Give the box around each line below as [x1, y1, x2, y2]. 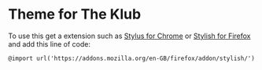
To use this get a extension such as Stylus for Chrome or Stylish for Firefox [8, 31, 251, 40]
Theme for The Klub [8, 5, 142, 23]
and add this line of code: [8, 39, 90, 48]
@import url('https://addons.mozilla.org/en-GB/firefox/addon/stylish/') [8, 54, 256, 62]
